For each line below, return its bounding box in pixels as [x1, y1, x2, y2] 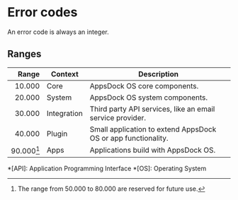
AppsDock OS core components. [89, 81, 199, 90]
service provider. [89, 112, 147, 122]
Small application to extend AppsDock [89, 124, 217, 134]
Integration [46, 108, 83, 118]
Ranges [7, 48, 42, 60]
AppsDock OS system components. [89, 93, 208, 102]
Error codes [7, 4, 78, 20]
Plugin [46, 129, 68, 139]
